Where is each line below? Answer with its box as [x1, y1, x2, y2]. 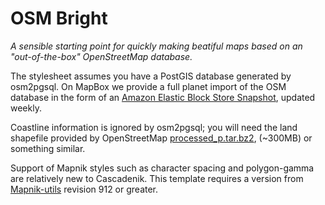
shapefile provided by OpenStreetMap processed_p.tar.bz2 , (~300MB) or [10, 132, 313, 144]
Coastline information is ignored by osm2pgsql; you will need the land [10, 121, 298, 133]
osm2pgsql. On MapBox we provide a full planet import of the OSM [10, 80, 287, 92]
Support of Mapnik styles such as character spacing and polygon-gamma [10, 162, 315, 174]
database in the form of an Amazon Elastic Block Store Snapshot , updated [10, 91, 316, 103]
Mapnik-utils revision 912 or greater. [10, 183, 159, 195]
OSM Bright [10, 7, 108, 30]
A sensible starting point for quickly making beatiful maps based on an [10, 40, 303, 52]
